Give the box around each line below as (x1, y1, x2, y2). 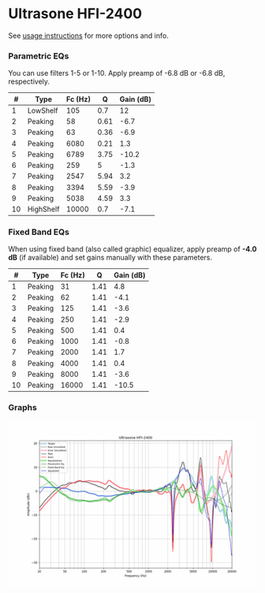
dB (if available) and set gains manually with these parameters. (8, 253, 213, 263)
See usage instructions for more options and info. (8, 31, 170, 40)
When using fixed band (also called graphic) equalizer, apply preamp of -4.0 (8, 244, 257, 254)
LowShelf (27, 106, 58, 115)
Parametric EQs (8, 50, 69, 62)
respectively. (8, 76, 50, 87)
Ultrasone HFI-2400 (8, 5, 143, 23)
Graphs (8, 402, 37, 413)
